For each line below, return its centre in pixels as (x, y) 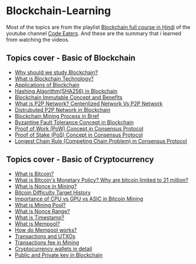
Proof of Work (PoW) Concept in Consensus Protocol (79, 128)
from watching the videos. (38, 39)
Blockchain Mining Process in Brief (57, 116)
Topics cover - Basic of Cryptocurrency (80, 160)
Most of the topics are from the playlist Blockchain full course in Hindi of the (98, 27)
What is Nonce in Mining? (46, 186)
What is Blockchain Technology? (54, 78)
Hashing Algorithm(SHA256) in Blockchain (66, 91)
